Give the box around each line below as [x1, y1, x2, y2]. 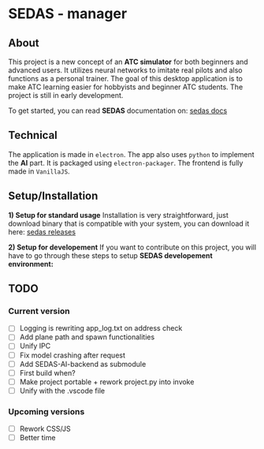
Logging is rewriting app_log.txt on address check [19, 324, 183, 333]
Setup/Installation [8, 189, 99, 203]
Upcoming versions [8, 406, 85, 417]
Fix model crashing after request [19, 350, 126, 360]
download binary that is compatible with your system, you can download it [8, 219, 250, 228]
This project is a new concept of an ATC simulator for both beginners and [8, 57, 248, 66]
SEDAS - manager [8, 5, 128, 23]
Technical [8, 129, 58, 142]
